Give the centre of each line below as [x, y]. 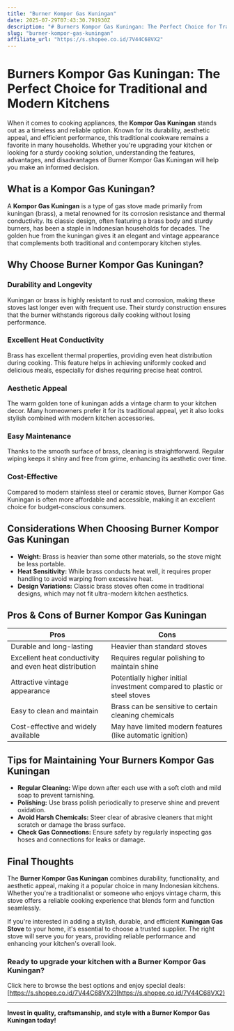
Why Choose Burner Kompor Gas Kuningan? [106, 265]
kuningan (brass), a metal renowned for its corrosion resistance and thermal [116, 213]
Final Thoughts [41, 861]
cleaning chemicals [143, 715]
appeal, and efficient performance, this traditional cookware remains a [108, 138]
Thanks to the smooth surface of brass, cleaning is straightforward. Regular [116, 451]
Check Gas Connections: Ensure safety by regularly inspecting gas [115, 832]
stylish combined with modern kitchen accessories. [81, 418]
